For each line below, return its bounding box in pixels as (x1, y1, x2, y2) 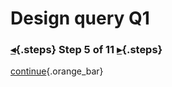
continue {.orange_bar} (10, 65, 104, 77)
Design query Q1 (10, 7, 150, 30)
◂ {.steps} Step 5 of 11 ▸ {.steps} (10, 43, 163, 57)
